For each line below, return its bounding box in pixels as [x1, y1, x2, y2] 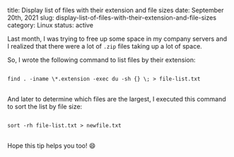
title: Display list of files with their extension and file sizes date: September [7, 6, 224, 14]
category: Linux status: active [7, 21, 94, 29]
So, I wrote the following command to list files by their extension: [7, 56, 196, 64]
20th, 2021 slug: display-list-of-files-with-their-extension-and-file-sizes [7, 13, 217, 22]
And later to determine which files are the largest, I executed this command [7, 95, 226, 103]
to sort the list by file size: [7, 102, 83, 111]
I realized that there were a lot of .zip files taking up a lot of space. [7, 42, 203, 50]
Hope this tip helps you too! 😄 [7, 142, 96, 150]
